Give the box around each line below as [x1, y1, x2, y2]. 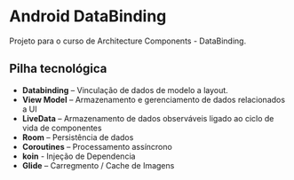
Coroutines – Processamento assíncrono [21, 141, 173, 152]
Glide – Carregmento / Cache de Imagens [21, 160, 175, 170]
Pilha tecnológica [9, 61, 107, 76]
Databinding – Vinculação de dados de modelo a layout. [21, 84, 228, 95]
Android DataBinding [9, 6, 167, 27]
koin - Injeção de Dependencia [21, 151, 136, 161]
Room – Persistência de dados [21, 131, 134, 143]
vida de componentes [21, 122, 102, 133]
